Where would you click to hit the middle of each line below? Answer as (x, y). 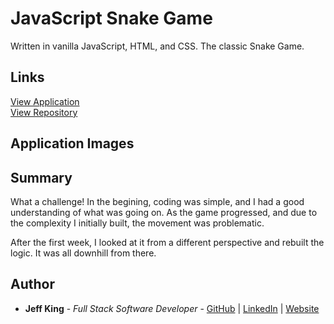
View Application (45, 101)
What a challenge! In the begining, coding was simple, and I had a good (157, 201)
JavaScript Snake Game (111, 18)
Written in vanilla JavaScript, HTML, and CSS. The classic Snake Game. (157, 46)
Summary (41, 177)
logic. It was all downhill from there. (83, 253)
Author (32, 284)
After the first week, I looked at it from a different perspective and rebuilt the (167, 242)
